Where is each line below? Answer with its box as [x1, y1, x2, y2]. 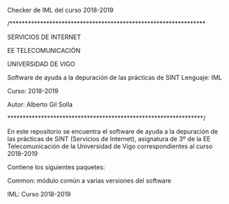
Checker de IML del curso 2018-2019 [7, 6, 114, 14]
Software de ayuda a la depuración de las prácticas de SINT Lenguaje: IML [7, 73, 222, 81]
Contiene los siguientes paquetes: [7, 163, 105, 171]
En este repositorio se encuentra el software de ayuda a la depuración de [7, 127, 219, 135]
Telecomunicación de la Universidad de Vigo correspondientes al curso [7, 142, 213, 150]
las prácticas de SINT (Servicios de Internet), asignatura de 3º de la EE [7, 135, 211, 143]
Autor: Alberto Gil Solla [7, 100, 73, 109]
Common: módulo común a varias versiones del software [7, 177, 172, 185]
